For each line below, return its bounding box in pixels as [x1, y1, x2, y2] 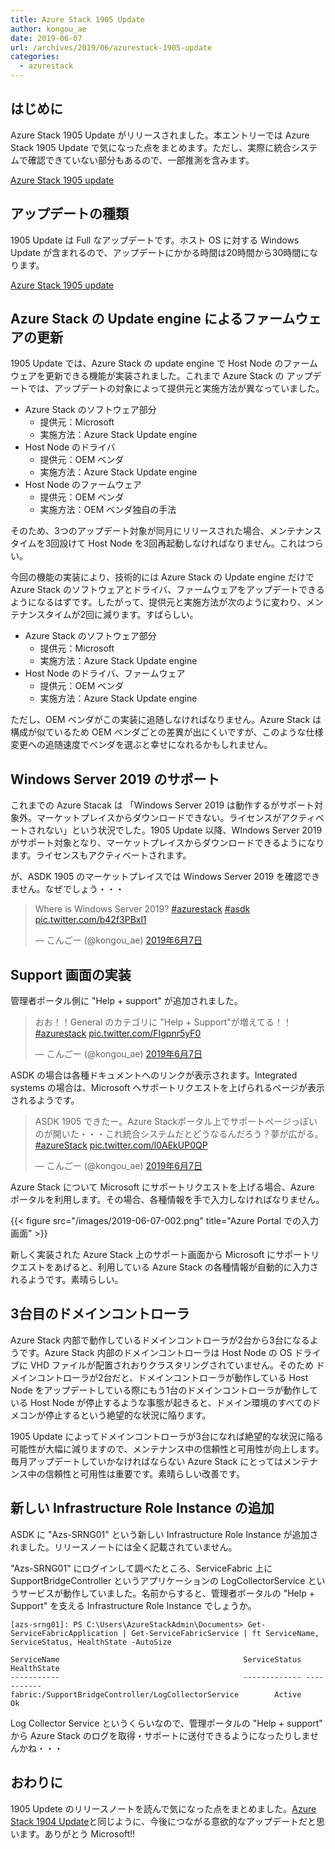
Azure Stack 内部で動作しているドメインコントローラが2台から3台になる [10, 1334, 310, 1346]
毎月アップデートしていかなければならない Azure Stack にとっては [10, 1455, 284, 1467]
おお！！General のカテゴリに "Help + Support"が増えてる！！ [34, 1016, 293, 1028]
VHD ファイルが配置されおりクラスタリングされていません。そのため [29, 1359, 314, 1371]
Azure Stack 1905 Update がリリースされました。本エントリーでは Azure [10, 129, 310, 141]
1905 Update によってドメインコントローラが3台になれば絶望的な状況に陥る [10, 1430, 324, 1442]
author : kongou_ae [10, 24, 87, 34]
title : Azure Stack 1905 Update [10, 14, 145, 25]
